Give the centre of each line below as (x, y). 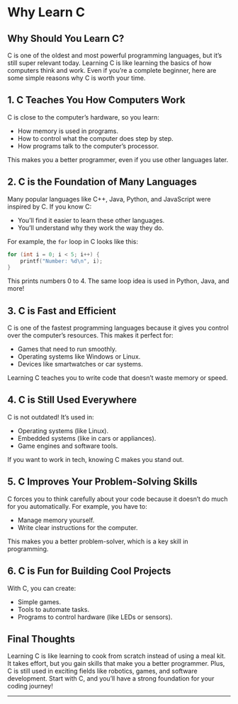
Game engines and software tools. (68, 446)
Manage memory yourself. (56, 520)
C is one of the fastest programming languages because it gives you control (118, 328)
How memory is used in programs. (68, 131)
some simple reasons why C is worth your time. (76, 78)
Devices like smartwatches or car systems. (80, 364)
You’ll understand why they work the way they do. (91, 228)
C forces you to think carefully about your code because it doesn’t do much (118, 499)
